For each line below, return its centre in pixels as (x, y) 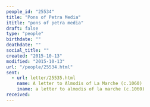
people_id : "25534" (30, 12)
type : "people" (25, 34)
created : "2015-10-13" (34, 56)
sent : (13, 73)
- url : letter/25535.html (44, 78)
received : (18, 95)
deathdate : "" (24, 45)
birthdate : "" (24, 39)
